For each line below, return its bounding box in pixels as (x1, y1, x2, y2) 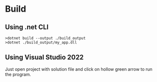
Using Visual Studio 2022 (5, 53, 84, 61)
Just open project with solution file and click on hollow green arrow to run (5, 66, 153, 72)
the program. (5, 71, 31, 77)
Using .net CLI (5, 23, 49, 31)
